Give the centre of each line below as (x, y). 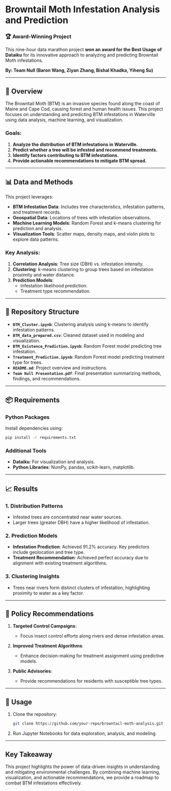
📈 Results (22, 489)
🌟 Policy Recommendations (50, 614)
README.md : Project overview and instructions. (60, 368)
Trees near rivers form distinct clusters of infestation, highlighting (81, 587)
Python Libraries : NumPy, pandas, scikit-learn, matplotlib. (74, 467)
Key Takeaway (29, 754)
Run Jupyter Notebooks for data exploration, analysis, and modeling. (84, 733)
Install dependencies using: (34, 428)
